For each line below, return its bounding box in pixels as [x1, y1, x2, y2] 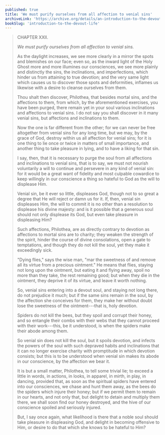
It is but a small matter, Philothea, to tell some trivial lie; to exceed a [17, 368, 153, 374]
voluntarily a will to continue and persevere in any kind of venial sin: [17, 166, 154, 172]
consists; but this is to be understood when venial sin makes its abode [17, 353, 159, 359]
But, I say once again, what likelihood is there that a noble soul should [17, 414, 159, 420]
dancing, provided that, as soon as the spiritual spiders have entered [17, 378, 156, 384]
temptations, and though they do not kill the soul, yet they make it [17, 242, 150, 248]
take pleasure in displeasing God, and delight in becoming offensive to [17, 419, 160, 425]
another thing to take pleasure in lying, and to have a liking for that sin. [17, 145, 160, 151]
